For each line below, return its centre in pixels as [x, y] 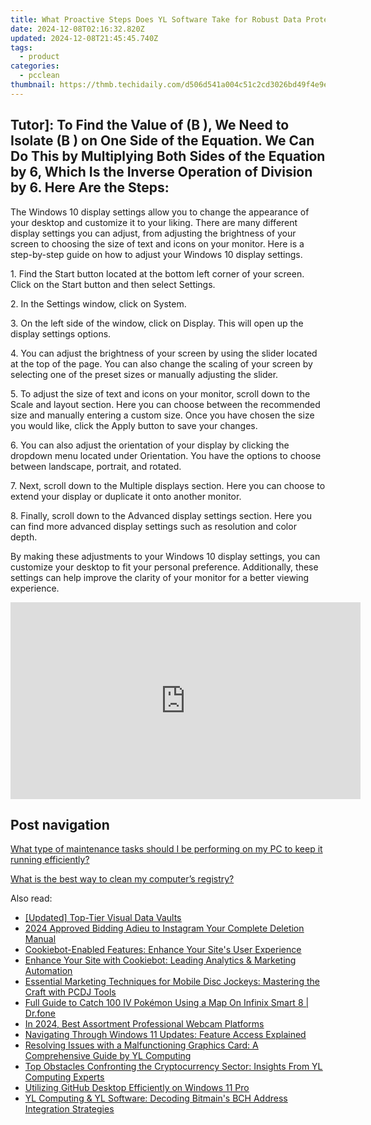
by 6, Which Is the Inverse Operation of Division [161, 172]
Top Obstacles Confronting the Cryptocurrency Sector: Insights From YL [173, 1067]
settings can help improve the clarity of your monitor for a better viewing [160, 577]
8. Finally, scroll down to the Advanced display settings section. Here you [161, 515]
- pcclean [39, 76]
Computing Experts [64, 1077]
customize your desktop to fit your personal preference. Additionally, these [164, 567]
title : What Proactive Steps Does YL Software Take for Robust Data [156, 19]
